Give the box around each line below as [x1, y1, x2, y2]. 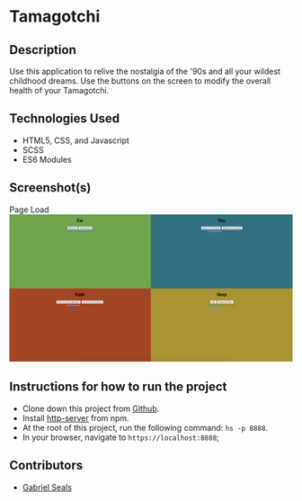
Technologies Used [9, 111, 120, 127]
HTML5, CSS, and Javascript [22, 135, 130, 146]
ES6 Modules [22, 154, 72, 165]
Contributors [9, 458, 84, 473]
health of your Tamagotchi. [9, 85, 110, 95]
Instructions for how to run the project [9, 380, 227, 395]
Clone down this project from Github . [22, 403, 160, 414]
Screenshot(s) [9, 180, 92, 195]
